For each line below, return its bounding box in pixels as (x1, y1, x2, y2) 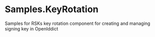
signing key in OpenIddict (5, 25, 59, 31)
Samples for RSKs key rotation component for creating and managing (5, 20, 151, 26)
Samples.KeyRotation (5, 4, 99, 15)
